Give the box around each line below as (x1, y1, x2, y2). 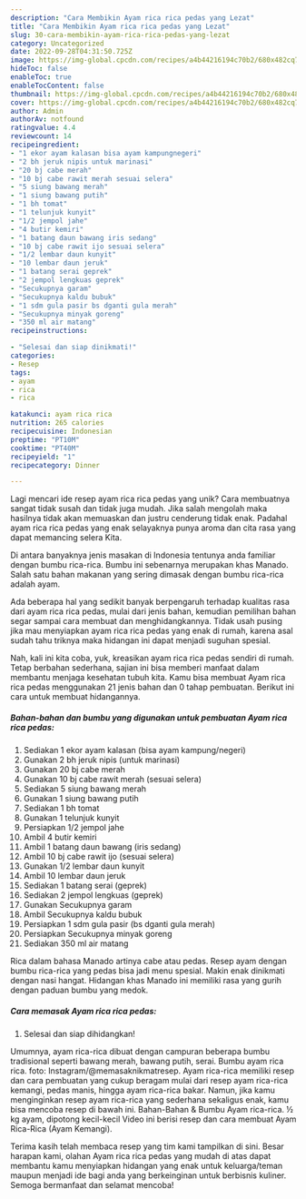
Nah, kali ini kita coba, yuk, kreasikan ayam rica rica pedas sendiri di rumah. (10, 652, 294, 664)
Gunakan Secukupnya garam (23, 900, 133, 911)
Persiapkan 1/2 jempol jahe (23, 822, 125, 833)
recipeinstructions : (10, 327, 89, 336)
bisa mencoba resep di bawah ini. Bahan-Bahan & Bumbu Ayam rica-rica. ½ (10, 1104, 294, 1115)
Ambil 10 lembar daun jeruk (23, 871, 126, 882)
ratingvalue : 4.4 (10, 124, 76, 133)
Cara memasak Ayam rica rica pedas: (10, 1005, 157, 1016)
